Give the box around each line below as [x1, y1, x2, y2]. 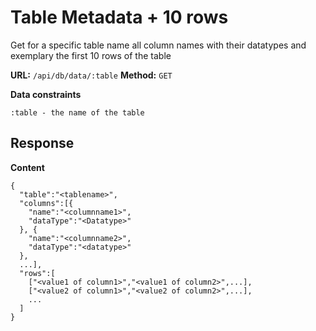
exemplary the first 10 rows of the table [10, 49, 172, 61]
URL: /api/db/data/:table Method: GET [10, 69, 173, 81]
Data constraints [10, 88, 82, 100]
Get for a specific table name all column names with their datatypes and [10, 39, 307, 51]
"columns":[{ [19, 198, 74, 208]
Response [10, 135, 75, 152]
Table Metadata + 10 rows [10, 6, 229, 29]
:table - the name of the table [10, 107, 145, 118]
